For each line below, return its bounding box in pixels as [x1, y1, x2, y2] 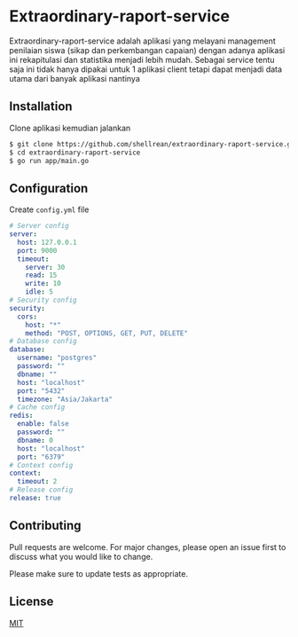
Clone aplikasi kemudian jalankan [9, 122, 131, 133]
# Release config [9, 485, 74, 494]
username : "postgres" [17, 353, 98, 363]
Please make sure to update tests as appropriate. [9, 568, 189, 578]
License [9, 594, 54, 609]
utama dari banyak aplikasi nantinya [9, 73, 140, 83]
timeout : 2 [17, 477, 58, 486]
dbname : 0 [17, 436, 53, 444]
